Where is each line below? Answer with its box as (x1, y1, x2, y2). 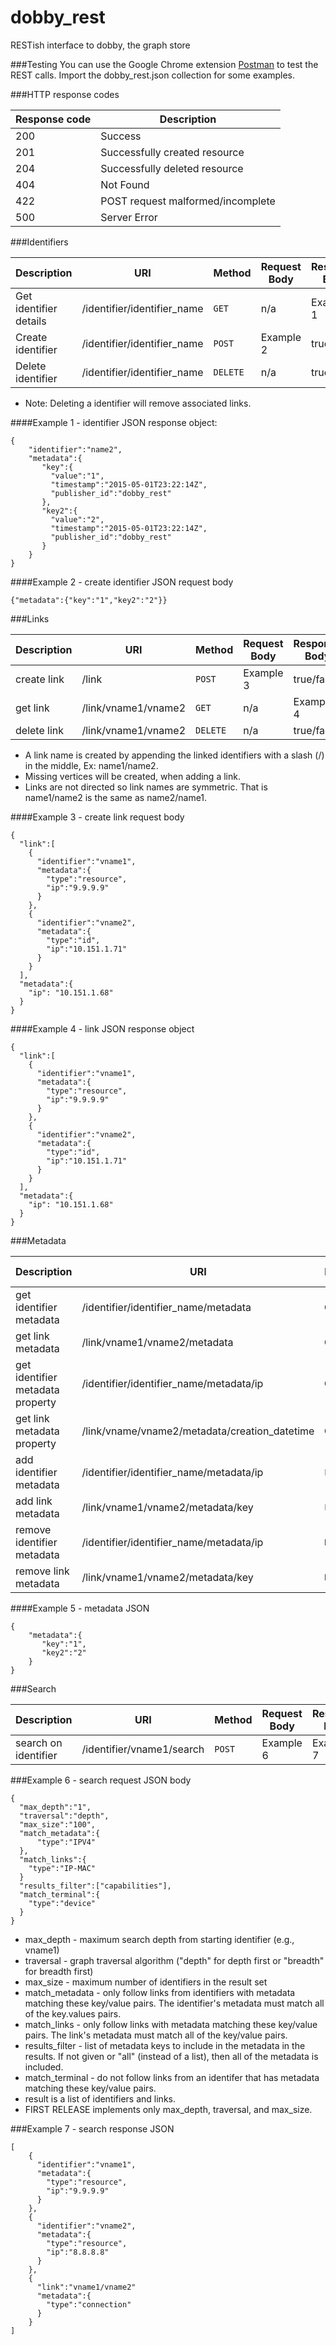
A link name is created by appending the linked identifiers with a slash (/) (24, 749, 325, 761)
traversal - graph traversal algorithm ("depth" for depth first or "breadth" (24, 1954, 325, 1966)
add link (15, 1494, 53, 1508)
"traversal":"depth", (19, 1811, 110, 1821)
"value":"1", (50, 471, 105, 481)
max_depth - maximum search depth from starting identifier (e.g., (24, 1933, 295, 1945)
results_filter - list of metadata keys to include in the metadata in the (24, 2039, 306, 2051)
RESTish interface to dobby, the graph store (10, 39, 191, 51)
